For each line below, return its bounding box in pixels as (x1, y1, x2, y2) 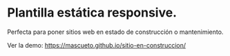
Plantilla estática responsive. (7, 5, 178, 21)
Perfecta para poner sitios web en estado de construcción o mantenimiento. (7, 28, 224, 36)
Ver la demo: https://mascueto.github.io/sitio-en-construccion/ (7, 41, 186, 49)
